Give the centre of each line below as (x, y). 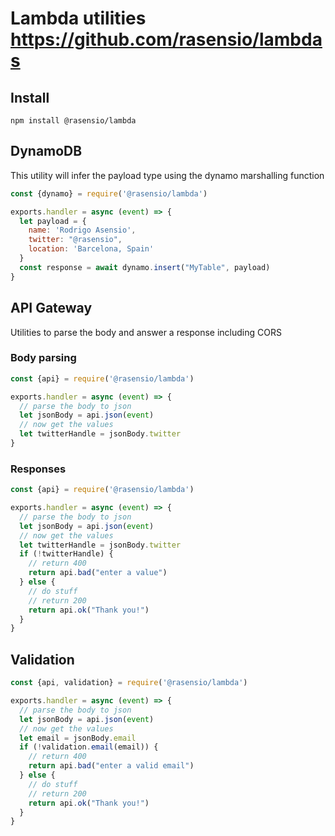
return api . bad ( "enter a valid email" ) (111, 766)
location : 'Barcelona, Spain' (91, 249)
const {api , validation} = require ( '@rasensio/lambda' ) (129, 683)
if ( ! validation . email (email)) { (89, 747)
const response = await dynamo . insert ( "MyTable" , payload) (145, 267)
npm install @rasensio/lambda (73, 121)
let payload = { (53, 221)
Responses (38, 469)
